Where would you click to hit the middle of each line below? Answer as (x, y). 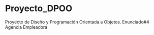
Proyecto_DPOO (39, 9)
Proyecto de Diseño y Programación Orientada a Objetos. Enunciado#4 (77, 22)
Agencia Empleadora (26, 27)
